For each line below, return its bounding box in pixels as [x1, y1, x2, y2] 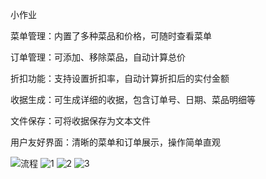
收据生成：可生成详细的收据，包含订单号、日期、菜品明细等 [10, 94, 256, 105]
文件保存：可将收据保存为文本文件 [10, 115, 151, 127]
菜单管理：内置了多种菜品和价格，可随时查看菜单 [10, 30, 212, 42]
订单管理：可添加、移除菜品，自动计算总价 [10, 51, 186, 63]
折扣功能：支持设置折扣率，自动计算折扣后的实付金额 [10, 73, 230, 84]
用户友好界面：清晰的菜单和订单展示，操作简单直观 [10, 136, 221, 148]
